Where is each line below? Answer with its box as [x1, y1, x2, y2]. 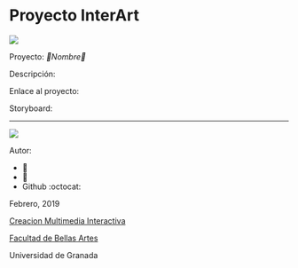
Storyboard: [9, 103, 53, 114]
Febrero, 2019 [9, 198, 60, 209]
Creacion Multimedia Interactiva [9, 215, 126, 226]
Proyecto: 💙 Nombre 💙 [9, 51, 86, 62]
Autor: [9, 145, 33, 155]
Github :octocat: [21, 181, 82, 192]
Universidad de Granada [9, 249, 98, 260]
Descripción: [9, 68, 56, 79]
